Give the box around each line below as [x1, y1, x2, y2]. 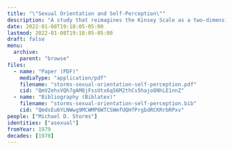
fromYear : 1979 [7, 126, 51, 133]
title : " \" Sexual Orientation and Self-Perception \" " [7, 10, 166, 17]
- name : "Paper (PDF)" [13, 68, 79, 75]
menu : [7, 42, 23, 49]
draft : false [7, 36, 45, 43]
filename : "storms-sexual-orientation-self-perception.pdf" [19, 81, 197, 88]
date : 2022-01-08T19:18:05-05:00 [7, 23, 104, 30]
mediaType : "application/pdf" [19, 74, 107, 82]
